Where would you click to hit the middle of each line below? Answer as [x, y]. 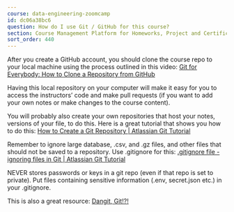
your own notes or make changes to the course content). [89, 103]
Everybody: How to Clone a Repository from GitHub [81, 75]
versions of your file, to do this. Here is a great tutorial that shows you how [114, 123]
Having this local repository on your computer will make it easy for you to [112, 88]
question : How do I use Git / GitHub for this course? [88, 26]
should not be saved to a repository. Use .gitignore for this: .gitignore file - [114, 152]
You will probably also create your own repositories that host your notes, [111, 116]
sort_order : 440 [31, 40]
